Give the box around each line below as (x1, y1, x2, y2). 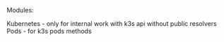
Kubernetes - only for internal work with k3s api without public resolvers (6, 20, 217, 27)
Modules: (6, 6, 34, 14)
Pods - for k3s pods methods (6, 27, 93, 35)
